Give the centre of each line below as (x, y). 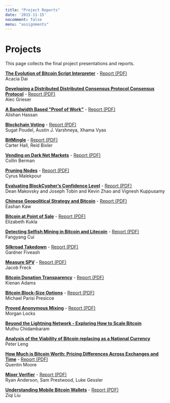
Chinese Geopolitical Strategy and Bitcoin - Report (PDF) (66, 201)
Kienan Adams (21, 283)
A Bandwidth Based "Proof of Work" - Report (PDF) (60, 110)
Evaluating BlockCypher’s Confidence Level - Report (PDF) (69, 186)
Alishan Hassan (22, 115)
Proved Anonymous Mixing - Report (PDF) (50, 308)
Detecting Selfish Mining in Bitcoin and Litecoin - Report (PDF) (72, 232)
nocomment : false (24, 19)
